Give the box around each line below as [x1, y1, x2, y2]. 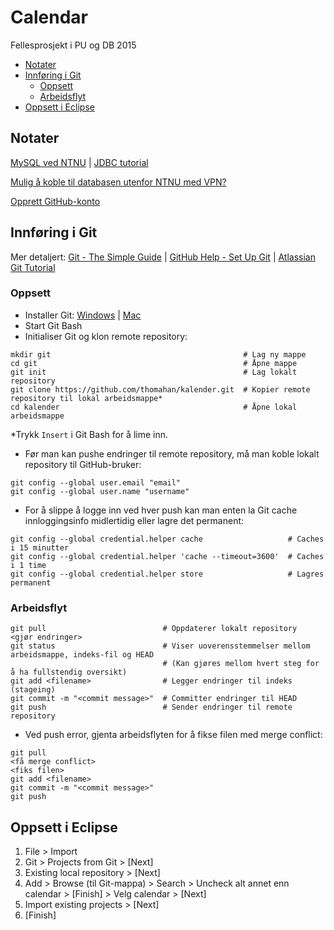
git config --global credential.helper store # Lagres [10, 569, 325, 579]
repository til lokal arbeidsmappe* [10, 393, 163, 403]
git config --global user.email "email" [10, 477, 182, 488]
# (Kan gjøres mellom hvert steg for [162, 659, 320, 669]
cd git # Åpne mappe [10, 358, 298, 368]
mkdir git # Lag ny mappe [10, 349, 307, 360]
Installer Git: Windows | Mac [24, 309, 142, 321]
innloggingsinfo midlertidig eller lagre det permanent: [24, 514, 245, 526]
